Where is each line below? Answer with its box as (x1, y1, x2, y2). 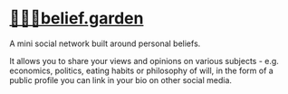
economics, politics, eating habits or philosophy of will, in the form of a (9, 65, 274, 76)
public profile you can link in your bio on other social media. (9, 74, 233, 85)
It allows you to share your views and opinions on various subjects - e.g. (9, 55, 279, 66)
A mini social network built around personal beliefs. (9, 38, 201, 49)
